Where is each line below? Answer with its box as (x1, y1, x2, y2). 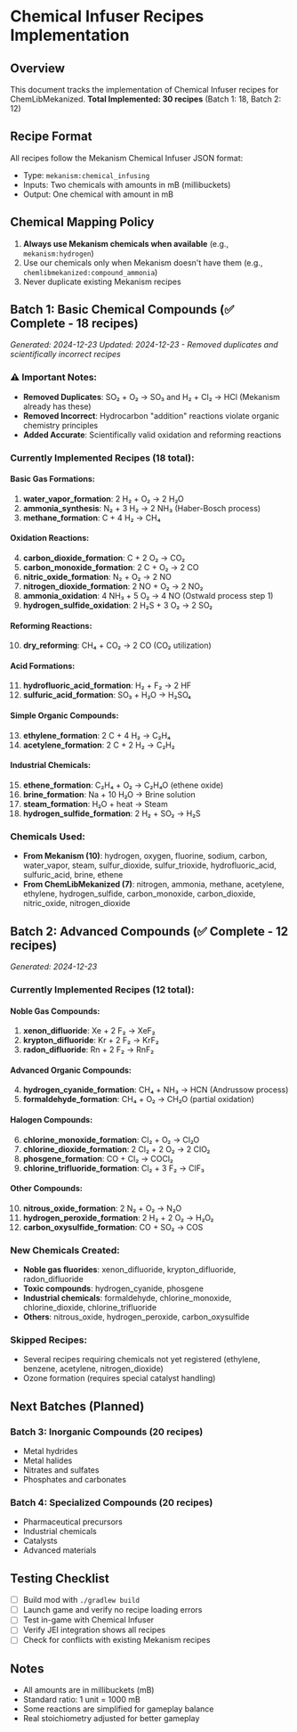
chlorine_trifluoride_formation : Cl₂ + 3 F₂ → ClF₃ (22, 1163, 205, 1173)
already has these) (22, 401, 92, 412)
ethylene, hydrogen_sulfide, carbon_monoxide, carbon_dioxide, (22, 888, 256, 899)
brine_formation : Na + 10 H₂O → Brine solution (22, 788, 197, 799)
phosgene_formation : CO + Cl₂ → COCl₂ (22, 1153, 174, 1164)
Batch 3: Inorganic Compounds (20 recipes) (10, 1426, 204, 1438)
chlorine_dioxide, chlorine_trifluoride (22, 1303, 157, 1313)
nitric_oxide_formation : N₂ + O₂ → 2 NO (22, 572, 172, 583)
